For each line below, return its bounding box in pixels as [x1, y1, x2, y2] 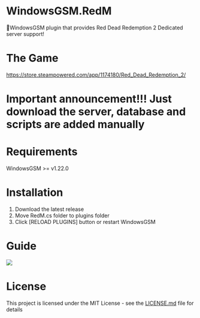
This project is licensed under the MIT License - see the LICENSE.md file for [6, 299, 194, 307]
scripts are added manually [6, 118, 145, 131]
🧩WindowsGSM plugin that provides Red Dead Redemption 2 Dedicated [6, 24, 184, 31]
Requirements [6, 145, 78, 159]
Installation [6, 186, 63, 199]
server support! [6, 30, 45, 37]
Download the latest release [14, 205, 84, 213]
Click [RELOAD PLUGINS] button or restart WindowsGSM [14, 218, 156, 225]
